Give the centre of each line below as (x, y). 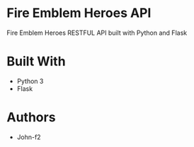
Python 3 (30, 81)
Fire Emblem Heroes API (79, 13)
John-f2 (29, 137)
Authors (31, 118)
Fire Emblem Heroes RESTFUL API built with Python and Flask (97, 33)
